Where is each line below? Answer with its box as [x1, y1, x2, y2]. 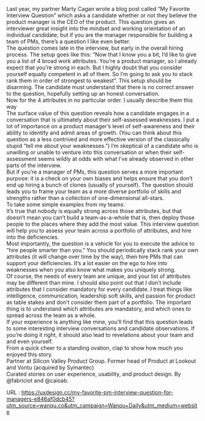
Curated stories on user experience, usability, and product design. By [6, 371, 182, 377]
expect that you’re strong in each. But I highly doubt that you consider [6, 64, 182, 71]
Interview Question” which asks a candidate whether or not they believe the [6, 12, 197, 19]
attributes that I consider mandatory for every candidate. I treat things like [6, 285, 193, 293]
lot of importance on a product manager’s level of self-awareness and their [6, 123, 195, 129]
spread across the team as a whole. [6, 312, 97, 319]
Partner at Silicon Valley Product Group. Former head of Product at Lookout [6, 357, 196, 365]
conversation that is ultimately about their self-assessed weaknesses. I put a [6, 116, 199, 123]
